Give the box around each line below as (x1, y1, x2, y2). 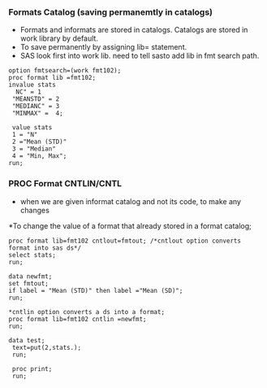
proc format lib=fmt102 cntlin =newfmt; (8, 315, 148, 323)
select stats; (8, 251, 57, 259)
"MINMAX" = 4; (11, 109, 63, 118)
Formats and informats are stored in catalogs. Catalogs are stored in (19, 25, 248, 35)
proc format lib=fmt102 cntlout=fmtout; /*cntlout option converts (8, 237, 242, 245)
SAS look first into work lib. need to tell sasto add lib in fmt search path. (19, 51, 260, 61)
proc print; (11, 364, 53, 373)
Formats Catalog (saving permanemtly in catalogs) (8, 7, 213, 18)
